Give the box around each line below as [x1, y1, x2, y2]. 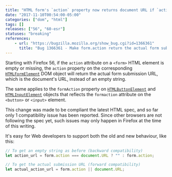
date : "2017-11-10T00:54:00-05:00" [5, 12, 81, 17]
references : [5, 36, 31, 41]
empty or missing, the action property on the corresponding [5, 65, 133, 71]
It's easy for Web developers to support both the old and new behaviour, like [5, 132, 167, 139]
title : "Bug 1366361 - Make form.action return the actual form [18, 46, 159, 51]
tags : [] [5, 21, 24, 27]
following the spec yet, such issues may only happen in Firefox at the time [5, 117, 161, 123]
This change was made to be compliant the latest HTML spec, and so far [5, 106, 159, 113]
